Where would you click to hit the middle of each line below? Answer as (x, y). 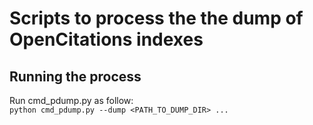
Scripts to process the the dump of (156, 18)
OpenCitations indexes (106, 39)
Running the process (75, 76)
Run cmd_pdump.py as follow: (71, 100)
